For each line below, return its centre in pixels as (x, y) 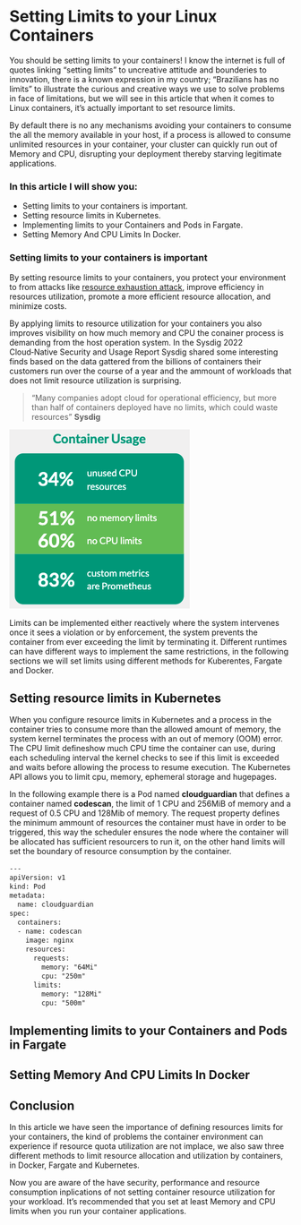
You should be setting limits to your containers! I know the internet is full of (147, 60)
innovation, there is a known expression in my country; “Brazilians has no (144, 79)
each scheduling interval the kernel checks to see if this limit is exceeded (144, 758)
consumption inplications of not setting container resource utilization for (142, 1192)
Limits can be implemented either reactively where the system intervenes (144, 622)
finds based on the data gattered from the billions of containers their (135, 361)
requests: (51, 959)
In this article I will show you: (73, 186)
